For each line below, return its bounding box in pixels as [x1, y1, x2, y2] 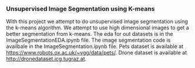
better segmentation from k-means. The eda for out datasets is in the [6, 30, 173, 38]
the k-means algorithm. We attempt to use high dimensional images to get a [6, 24, 189, 31]
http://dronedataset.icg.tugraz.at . [6, 55, 87, 63]
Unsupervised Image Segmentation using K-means [6, 5, 155, 13]
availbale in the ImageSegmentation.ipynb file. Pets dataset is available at [6, 43, 184, 50]
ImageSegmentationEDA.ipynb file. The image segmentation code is [6, 37, 171, 44]
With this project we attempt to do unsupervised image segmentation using [6, 18, 188, 25]
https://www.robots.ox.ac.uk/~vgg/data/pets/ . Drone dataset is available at [6, 49, 187, 56]
